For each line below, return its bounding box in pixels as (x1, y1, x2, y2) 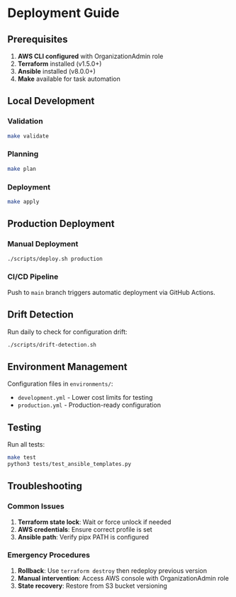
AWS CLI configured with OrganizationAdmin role (17, 52, 164, 60)
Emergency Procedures (7, 550, 91, 560)
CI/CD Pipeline (7, 272, 59, 281)
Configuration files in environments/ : (7, 379, 113, 388)
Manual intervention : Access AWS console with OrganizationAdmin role (17, 574, 229, 582)
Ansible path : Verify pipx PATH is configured (17, 532, 149, 541)
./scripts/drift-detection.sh (7, 341, 97, 348)
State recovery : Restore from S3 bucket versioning (17, 581, 168, 590)
